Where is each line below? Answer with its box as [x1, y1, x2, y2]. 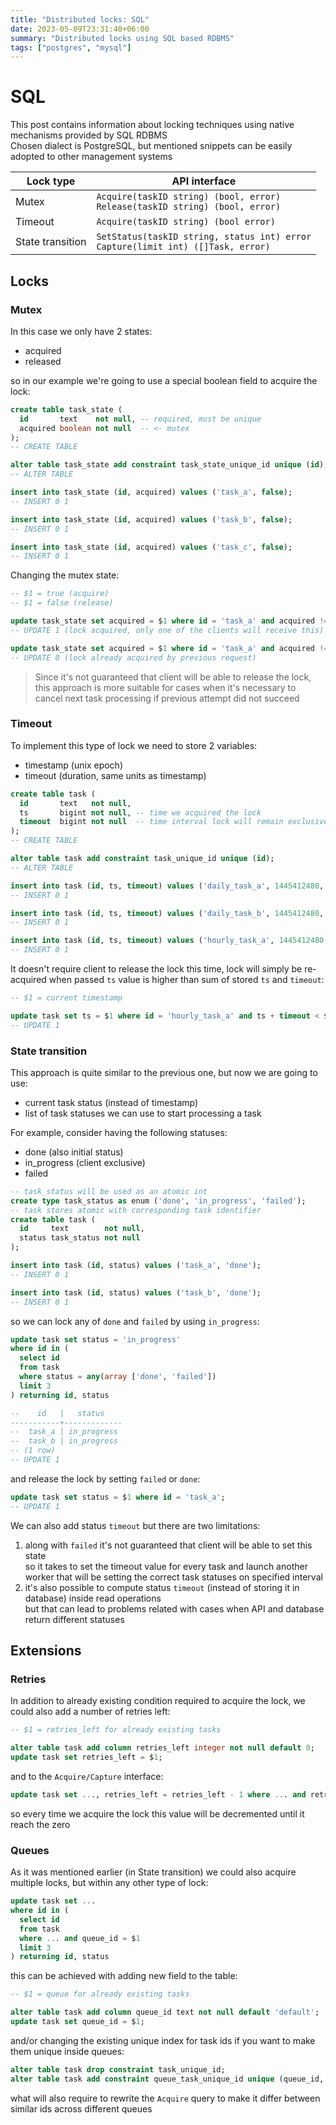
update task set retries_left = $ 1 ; [10, 1752, 163, 1763]
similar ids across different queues [10, 2102, 153, 2115]
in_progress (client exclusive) [24, 1156, 146, 1168]
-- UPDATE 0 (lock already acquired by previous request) [10, 652, 257, 663]
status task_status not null [19, 1233, 141, 1243]
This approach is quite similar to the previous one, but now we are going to [10, 1066, 318, 1078]
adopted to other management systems [10, 151, 173, 163]
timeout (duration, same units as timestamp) [24, 769, 207, 781]
